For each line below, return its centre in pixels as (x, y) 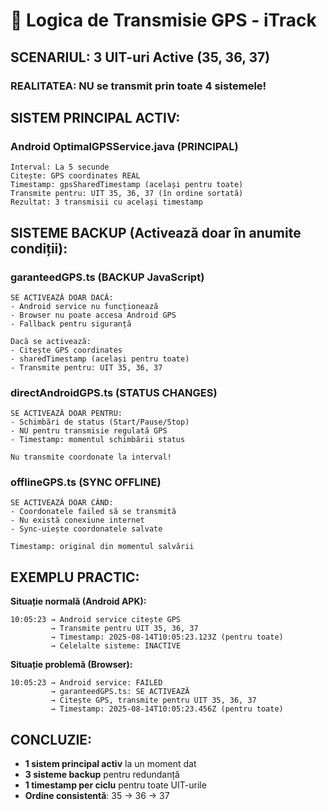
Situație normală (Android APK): (78, 601)
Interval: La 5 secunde (60, 167)
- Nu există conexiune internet (77, 520)
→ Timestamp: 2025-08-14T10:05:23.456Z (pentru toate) (167, 709)
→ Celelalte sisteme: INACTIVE (116, 646)
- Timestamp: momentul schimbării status (98, 440)
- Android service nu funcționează (84, 306)
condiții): (39, 248)
